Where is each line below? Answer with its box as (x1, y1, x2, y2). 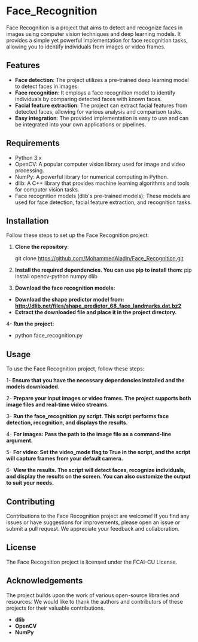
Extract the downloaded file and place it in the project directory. (14, 309, 177, 316)
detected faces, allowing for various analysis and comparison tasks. (14, 108, 182, 115)
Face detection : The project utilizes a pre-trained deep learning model (14, 76, 190, 83)
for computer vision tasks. (14, 185, 80, 193)
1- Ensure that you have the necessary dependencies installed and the (6, 377, 185, 384)
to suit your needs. (6, 479, 54, 486)
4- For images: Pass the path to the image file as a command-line (6, 431, 172, 438)
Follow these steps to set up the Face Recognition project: (6, 232, 150, 239)
